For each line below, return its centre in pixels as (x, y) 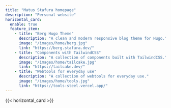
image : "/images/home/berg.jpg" (53, 43)
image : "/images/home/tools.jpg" (54, 81)
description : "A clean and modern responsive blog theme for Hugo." (93, 39)
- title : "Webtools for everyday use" (55, 72)
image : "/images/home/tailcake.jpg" (58, 62)
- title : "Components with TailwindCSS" (58, 52)
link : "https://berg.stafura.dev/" (56, 48)
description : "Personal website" (41, 15)
